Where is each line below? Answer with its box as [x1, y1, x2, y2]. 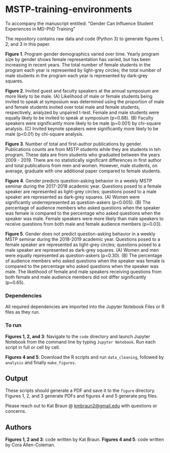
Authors [5, 423, 32, 432]
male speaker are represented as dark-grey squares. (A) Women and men [5, 247, 159, 253]
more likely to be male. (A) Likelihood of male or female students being [5, 93, 153, 99]
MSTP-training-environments [5, 4, 133, 15]
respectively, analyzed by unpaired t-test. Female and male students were [5, 109, 159, 115]
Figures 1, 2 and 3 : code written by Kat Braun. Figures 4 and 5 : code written [5, 436, 164, 443]
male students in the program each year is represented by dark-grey [5, 72, 148, 78]
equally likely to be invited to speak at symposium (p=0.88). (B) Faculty [5, 114, 154, 120]
